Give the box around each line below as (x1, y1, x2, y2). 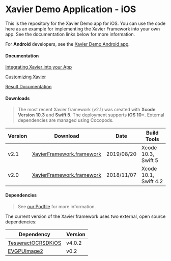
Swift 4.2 (141, 178, 163, 185)
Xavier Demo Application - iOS (5, 4, 136, 15)
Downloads (5, 95, 30, 101)
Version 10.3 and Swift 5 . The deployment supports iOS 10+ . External (17, 112, 164, 118)
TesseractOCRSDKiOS (8, 239, 62, 246)
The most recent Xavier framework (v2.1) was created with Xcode (17, 107, 156, 113)
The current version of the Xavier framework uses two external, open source (5, 213, 166, 219)
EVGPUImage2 (8, 247, 43, 254)
